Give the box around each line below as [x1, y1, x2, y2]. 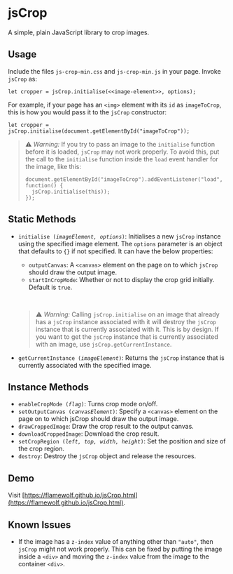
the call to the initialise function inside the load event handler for [24, 154, 219, 163]
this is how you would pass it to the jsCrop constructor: [8, 107, 167, 116]
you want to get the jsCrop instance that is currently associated [35, 332, 219, 341]
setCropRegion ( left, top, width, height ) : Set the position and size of [17, 437, 226, 446]
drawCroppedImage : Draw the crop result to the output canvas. [17, 422, 195, 431]
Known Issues [8, 519, 71, 530]
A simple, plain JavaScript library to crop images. [8, 28, 150, 36]
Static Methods [8, 213, 76, 225]
